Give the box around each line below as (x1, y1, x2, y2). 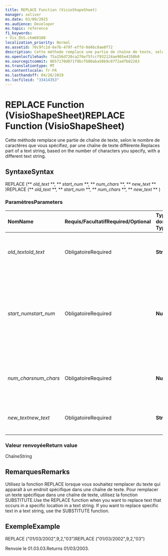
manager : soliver (5, 12, 41, 17)
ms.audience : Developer (5, 21, 55, 27)
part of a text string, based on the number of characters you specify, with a (5, 148, 160, 154)
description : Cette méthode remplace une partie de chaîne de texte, (5, 49, 153, 54)
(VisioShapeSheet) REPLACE (5, 109, 125, 121)
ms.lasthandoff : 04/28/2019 (5, 73, 64, 78)
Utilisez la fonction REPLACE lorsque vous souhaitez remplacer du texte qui (5, 481, 161, 487)
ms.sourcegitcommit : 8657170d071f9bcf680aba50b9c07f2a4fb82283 (5, 59, 140, 64)
